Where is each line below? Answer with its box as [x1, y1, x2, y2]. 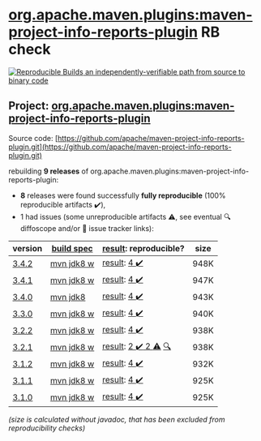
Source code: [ [8, 133, 58, 143]
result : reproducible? [102, 242, 185, 254]
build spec [51, 242, 93, 254]
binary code [8, 75, 49, 85]
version [12, 242, 43, 254]
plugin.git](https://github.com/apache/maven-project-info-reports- [8, 142, 233, 152]
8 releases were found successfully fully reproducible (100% [19, 191, 226, 200]
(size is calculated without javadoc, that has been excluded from [8, 414, 225, 424]
